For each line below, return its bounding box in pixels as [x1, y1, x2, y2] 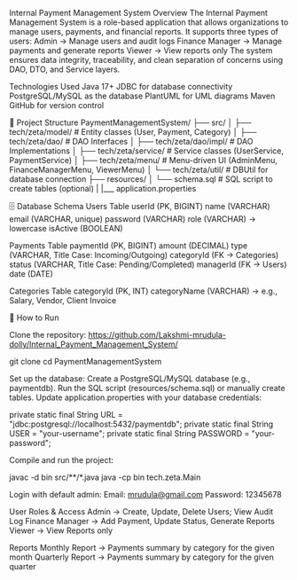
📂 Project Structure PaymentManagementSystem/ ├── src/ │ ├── [9, 117, 252, 128]
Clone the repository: [9, 330, 87, 340]
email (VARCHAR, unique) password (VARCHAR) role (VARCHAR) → [9, 214, 257, 224]
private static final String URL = [9, 410, 124, 419]
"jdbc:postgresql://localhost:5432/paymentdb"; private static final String [9, 419, 274, 429]
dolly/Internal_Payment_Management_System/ [9, 339, 179, 349]
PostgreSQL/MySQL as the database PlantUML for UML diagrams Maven [9, 90, 276, 101]
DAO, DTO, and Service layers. [9, 64, 121, 74]
